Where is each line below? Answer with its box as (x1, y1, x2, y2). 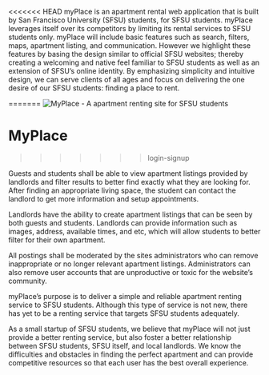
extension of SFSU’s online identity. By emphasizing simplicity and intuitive (8, 66, 255, 75)
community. (8, 276, 47, 285)
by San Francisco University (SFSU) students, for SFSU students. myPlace (8, 15, 254, 25)
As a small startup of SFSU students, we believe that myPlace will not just (8, 324, 251, 333)
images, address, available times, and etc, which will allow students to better (8, 226, 261, 236)
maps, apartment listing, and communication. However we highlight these (8, 41, 251, 50)
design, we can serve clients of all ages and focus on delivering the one (8, 75, 246, 84)
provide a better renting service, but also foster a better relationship (8, 332, 232, 342)
